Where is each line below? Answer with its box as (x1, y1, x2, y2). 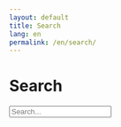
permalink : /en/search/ (9, 37, 97, 47)
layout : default (9, 12, 69, 22)
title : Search (9, 21, 62, 30)
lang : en (9, 29, 42, 38)
